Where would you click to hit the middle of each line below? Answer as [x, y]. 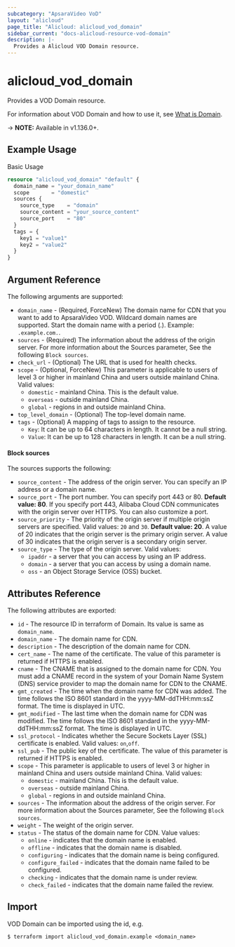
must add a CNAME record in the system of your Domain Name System [120, 676]
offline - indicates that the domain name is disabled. [105, 847]
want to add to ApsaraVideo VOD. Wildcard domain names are [107, 317]
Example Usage [42, 150]
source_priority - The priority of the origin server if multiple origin [114, 519]
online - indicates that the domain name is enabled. [102, 840]
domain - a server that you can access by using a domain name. [120, 564]
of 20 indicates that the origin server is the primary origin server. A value [122, 535]
